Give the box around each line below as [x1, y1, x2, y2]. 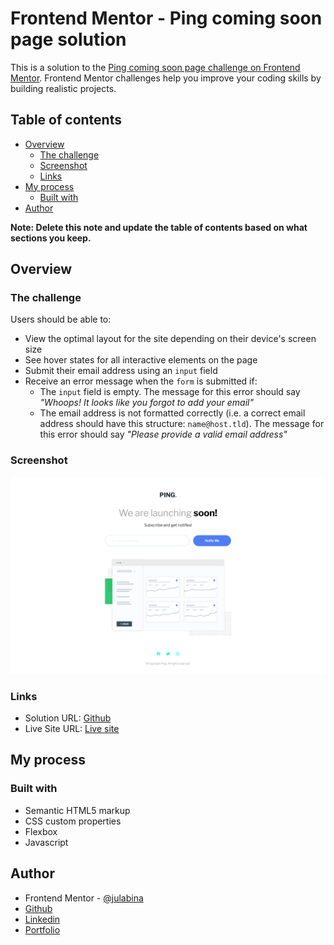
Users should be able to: [10, 313, 112, 326]
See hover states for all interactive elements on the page [24, 354, 258, 366]
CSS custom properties [24, 815, 122, 827]
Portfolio [24, 923, 61, 936]
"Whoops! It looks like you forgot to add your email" [39, 397, 254, 409]
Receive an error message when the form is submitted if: [24, 375, 258, 387]
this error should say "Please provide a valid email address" [39, 428, 288, 441]
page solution [10, 28, 127, 51]
